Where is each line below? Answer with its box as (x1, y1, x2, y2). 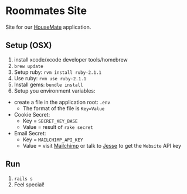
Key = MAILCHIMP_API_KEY (22, 136, 83, 143)
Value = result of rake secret (22, 123, 93, 130)
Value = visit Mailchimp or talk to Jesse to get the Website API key (22, 142, 182, 149)
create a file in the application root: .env (13, 98, 111, 105)
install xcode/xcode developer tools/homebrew (13, 56, 128, 63)
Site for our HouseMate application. (5, 23, 91, 30)
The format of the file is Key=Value (22, 104, 105, 112)
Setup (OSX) (5, 40, 52, 50)
